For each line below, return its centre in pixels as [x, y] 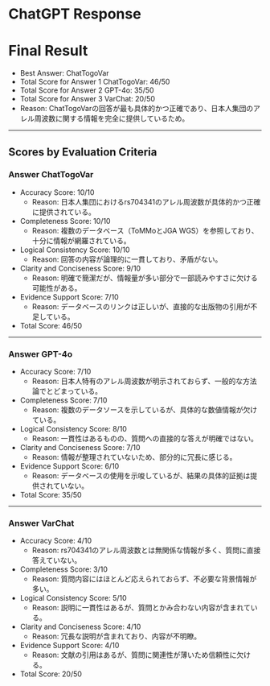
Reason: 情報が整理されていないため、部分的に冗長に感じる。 [134, 457]
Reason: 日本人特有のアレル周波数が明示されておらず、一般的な [137, 381]
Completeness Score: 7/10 [63, 400]
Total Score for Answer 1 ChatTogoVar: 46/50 [95, 82]
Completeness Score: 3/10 [64, 569]
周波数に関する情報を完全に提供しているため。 [112, 118]
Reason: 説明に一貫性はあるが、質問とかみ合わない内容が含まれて [141, 608]
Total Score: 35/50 [51, 495]
